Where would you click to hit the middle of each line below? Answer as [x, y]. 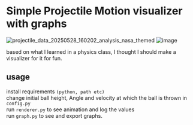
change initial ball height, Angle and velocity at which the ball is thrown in [97, 97]
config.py [19, 103]
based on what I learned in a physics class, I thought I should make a [91, 51]
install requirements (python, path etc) [55, 92]
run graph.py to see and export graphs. [55, 115]
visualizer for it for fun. [34, 58]
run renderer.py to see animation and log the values [70, 109]
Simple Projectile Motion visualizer [94, 11]
